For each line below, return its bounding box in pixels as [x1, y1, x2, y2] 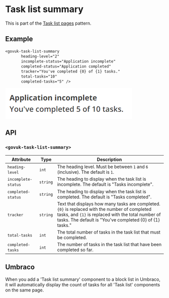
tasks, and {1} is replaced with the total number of [57, 211, 161, 217]
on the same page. [5, 287, 44, 293]
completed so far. [57, 247, 94, 253]
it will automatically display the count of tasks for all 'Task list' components [5, 281, 160, 287]
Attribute [12, 156, 31, 162]
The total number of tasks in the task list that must [57, 229, 161, 235]
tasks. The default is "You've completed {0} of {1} [57, 216, 160, 222]
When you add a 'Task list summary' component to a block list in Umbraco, [5, 276, 161, 282]
